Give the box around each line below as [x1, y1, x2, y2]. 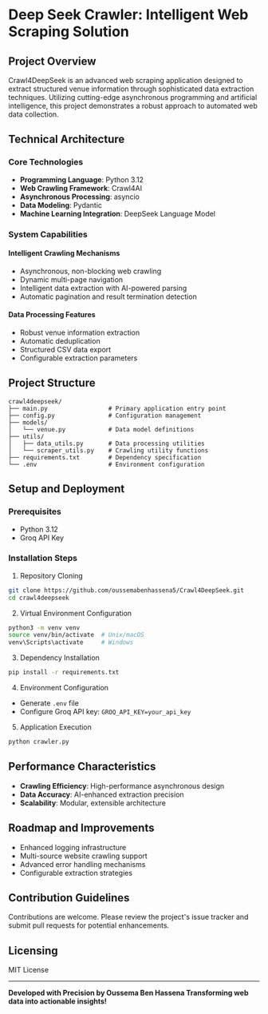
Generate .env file [19, 698, 80, 708]
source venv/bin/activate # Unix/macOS [8, 631, 145, 639]
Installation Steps [8, 553, 78, 564]
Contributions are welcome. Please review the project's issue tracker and [8, 913, 249, 922]
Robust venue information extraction [19, 328, 140, 337]
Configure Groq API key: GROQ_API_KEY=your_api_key [19, 707, 191, 717]
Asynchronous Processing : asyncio [19, 192, 140, 201]
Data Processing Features [8, 310, 96, 320]
